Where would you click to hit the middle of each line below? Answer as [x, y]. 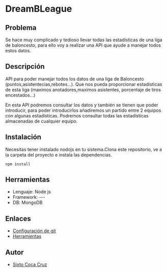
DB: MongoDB [27, 203]
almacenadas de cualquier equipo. [41, 121]
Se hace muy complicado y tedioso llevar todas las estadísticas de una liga [84, 40]
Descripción [25, 67]
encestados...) [20, 95]
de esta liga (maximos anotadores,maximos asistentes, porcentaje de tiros [83, 89]
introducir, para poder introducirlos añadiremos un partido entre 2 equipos [83, 110]
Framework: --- [29, 197]
